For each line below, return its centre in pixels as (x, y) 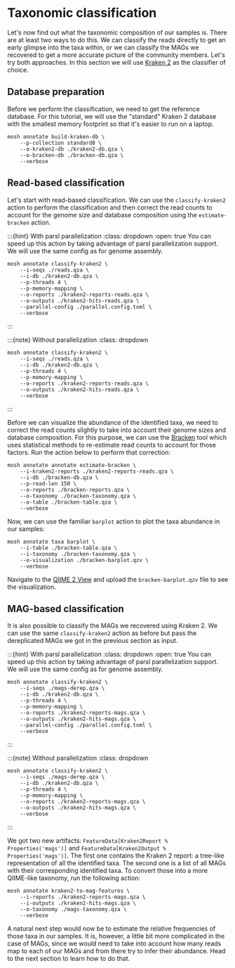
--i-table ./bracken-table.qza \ (69, 548)
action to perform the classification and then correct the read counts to (110, 207)
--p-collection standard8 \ (61, 143)
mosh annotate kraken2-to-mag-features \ (69, 891)
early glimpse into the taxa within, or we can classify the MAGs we (103, 47)
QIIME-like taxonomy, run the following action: (74, 878)
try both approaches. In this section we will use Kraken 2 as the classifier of (117, 62)
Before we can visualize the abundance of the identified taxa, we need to (113, 422)
